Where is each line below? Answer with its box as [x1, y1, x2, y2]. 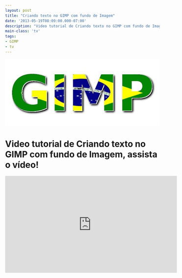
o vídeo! [5, 159, 39, 171]
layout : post [5, 8, 32, 13]
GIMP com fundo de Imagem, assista [5, 149, 158, 160]
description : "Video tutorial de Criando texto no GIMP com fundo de [5, 24, 151, 29]
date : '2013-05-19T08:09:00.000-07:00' [5, 18, 87, 23]
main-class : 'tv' [5, 29, 41, 34]
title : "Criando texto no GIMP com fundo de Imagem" [5, 13, 115, 18]
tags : [5, 34, 16, 39]
